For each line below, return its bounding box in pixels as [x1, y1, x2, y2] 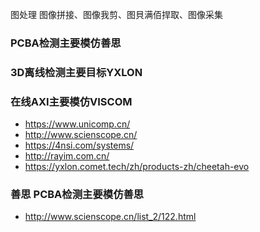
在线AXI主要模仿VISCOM [10, 94, 133, 108]
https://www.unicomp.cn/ [24, 118, 131, 130]
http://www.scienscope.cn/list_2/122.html [24, 211, 197, 223]
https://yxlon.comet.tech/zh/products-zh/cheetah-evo [24, 161, 250, 173]
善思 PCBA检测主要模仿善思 [10, 188, 145, 202]
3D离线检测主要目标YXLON [10, 65, 143, 79]
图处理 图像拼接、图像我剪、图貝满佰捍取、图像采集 [10, 9, 223, 20]
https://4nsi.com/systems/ [24, 139, 135, 152]
